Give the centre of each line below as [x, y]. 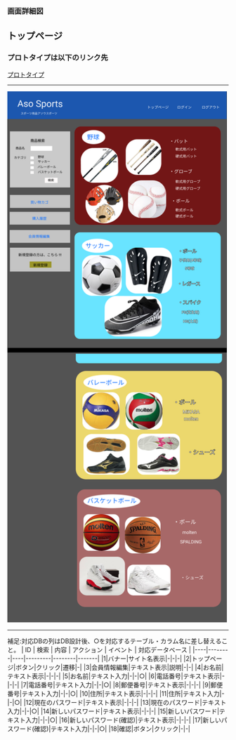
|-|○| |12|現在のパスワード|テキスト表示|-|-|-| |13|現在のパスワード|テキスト [117, 702]
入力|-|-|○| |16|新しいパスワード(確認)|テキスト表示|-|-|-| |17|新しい [123, 720]
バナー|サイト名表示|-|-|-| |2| [150, 659]
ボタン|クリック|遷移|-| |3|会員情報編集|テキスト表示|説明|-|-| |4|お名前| [119, 667]
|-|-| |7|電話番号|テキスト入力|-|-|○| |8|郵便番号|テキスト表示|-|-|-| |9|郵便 [115, 685]
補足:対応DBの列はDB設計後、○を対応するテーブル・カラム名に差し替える [114, 641]
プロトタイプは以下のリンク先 [58, 58]
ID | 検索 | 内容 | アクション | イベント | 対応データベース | [108, 650]
